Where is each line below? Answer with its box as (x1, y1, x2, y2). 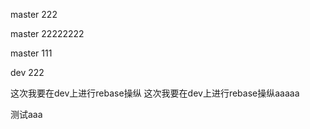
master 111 (10, 47, 53, 59)
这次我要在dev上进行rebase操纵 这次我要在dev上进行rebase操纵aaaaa (10, 87, 300, 99)
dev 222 (10, 67, 45, 78)
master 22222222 (10, 28, 85, 39)
